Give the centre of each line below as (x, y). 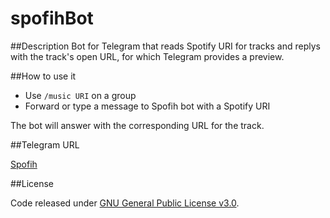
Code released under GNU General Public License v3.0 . (125, 203)
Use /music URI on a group (80, 95)
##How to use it (43, 76)
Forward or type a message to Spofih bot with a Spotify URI (147, 106)
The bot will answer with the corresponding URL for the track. (137, 125)
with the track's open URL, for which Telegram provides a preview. (147, 56)
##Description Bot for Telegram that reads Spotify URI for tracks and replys (165, 46)
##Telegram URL (45, 144)
